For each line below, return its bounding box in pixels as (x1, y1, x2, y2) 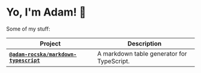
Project (39, 39, 61, 47)
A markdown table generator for (97, 49, 187, 57)
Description (127, 39, 162, 47)
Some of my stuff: (6, 25, 51, 32)
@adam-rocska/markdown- (9, 51, 77, 57)
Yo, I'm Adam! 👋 (6, 5, 87, 19)
